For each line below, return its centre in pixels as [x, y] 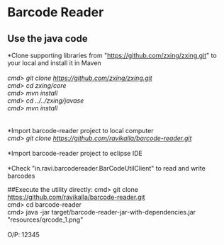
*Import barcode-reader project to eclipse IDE [75, 153]
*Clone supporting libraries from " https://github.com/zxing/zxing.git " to [112, 55]
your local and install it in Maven [54, 63]
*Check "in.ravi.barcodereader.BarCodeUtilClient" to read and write [106, 168]
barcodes [21, 176]
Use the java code [47, 39]
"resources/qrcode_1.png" [45, 220]
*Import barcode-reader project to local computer [80, 131]
